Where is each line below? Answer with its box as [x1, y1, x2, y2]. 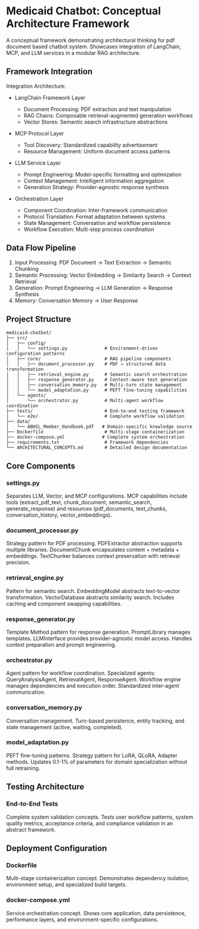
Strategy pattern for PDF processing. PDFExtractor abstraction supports [6, 540, 182, 547]
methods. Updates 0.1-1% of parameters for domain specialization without [6, 758, 187, 765]
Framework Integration [6, 67, 93, 77]
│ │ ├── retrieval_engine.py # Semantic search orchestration [6, 372, 187, 378]
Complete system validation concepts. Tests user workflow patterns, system [6, 813, 194, 820]
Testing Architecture [6, 782, 84, 792]
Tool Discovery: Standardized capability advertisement [23, 141, 158, 149]
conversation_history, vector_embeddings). [6, 511, 112, 518]
